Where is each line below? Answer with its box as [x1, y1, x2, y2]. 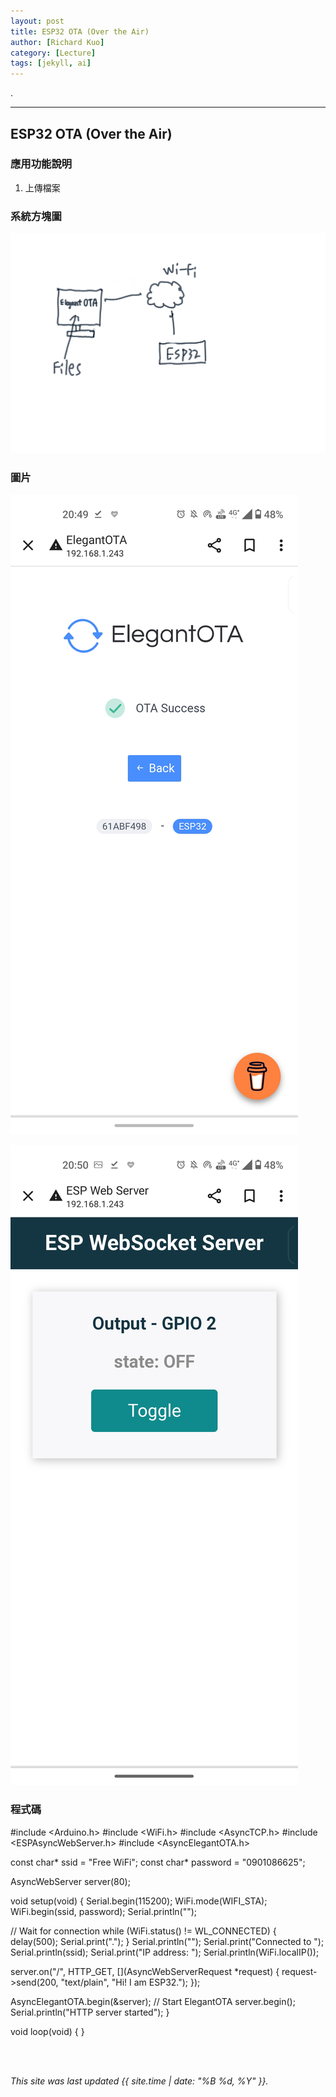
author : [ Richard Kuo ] [10, 37, 105, 47]
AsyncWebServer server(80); [10, 1875, 131, 1887]
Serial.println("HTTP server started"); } [10, 2006, 170, 2018]
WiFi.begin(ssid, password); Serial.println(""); [10, 1905, 198, 1917]
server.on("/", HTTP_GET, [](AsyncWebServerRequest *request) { [10, 1965, 280, 1977]
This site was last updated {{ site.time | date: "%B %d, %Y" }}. [10, 2075, 269, 2087]
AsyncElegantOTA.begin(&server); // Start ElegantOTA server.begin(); [10, 1995, 296, 2007]
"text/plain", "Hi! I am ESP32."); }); [60, 1976, 201, 1988]
